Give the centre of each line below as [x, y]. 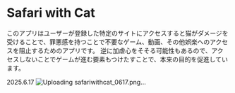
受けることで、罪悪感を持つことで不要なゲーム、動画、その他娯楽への [108, 42]
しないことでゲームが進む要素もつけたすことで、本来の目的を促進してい [123, 59]
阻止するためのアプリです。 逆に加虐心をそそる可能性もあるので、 [115, 50]
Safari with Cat [51, 13]
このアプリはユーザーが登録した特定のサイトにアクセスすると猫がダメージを [117, 33]
